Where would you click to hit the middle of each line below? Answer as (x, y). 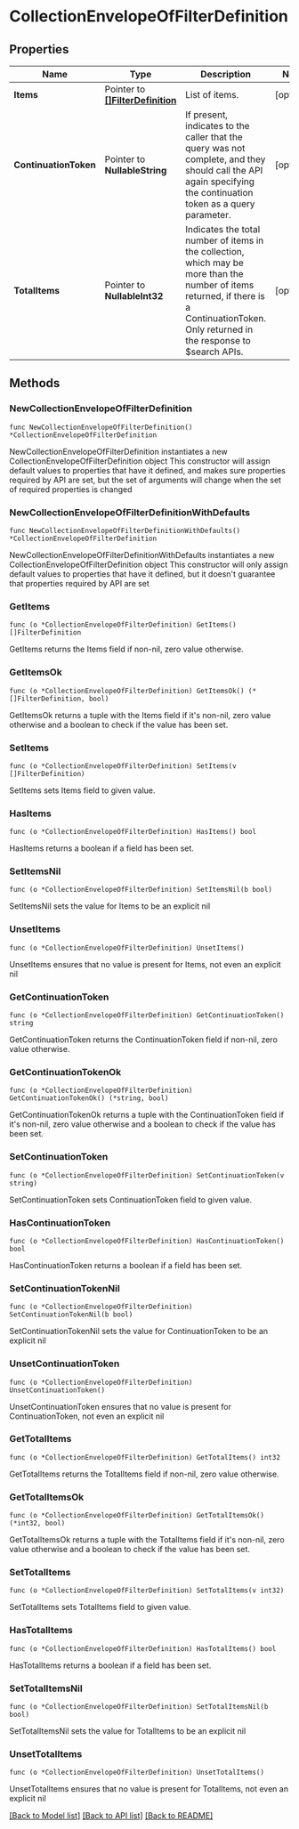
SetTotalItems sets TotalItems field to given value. (100, 1607)
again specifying (220, 182)
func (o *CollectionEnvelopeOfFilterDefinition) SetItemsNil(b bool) (141, 890)
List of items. (212, 95)
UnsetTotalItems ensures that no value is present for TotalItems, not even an (149, 1789)
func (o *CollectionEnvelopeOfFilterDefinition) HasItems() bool (133, 832)
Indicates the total (223, 229)
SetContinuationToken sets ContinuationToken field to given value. (130, 1200)
